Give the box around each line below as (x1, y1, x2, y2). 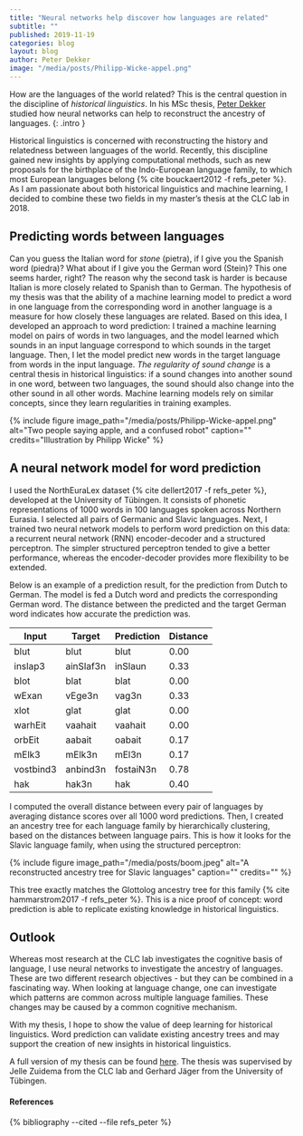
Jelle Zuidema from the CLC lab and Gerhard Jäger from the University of (9, 1066, 283, 1077)
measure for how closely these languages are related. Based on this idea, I (9, 310, 288, 322)
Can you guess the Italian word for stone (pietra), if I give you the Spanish (9, 253, 284, 264)
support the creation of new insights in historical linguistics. (9, 1039, 232, 1050)
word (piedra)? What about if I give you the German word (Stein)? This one (9, 262, 288, 273)
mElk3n (65, 748, 98, 761)
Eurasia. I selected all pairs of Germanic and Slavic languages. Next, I (9, 513, 268, 524)
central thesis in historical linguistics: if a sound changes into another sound (9, 368, 292, 379)
